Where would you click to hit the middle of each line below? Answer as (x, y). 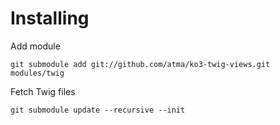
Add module (35, 46)
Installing (50, 18)
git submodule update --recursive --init (98, 110)
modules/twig (37, 73)
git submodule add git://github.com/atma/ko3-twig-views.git (140, 64)
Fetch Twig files (43, 91)
